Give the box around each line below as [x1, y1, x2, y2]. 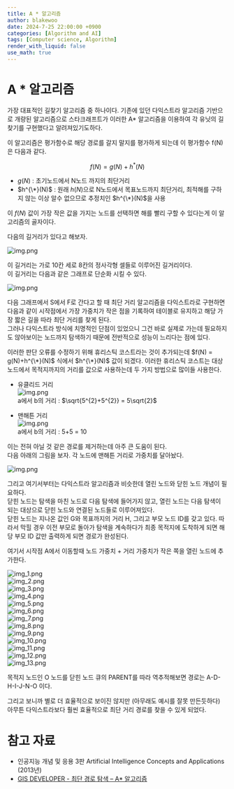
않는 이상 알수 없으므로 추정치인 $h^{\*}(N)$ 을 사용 [24, 194, 166, 203]
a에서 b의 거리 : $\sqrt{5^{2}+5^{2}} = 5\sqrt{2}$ [17, 397, 157, 405]
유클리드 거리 [17, 381, 54, 389]
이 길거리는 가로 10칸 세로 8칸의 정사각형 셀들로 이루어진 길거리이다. [7, 261, 193, 269]
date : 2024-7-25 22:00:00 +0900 [7, 23, 101, 30]
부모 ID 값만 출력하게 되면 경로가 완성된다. [14, 532, 129, 541]
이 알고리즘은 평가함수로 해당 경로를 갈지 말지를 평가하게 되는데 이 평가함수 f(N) [7, 138, 224, 147]
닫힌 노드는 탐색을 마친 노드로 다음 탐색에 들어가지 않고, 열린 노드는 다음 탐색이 [7, 497, 221, 506]
